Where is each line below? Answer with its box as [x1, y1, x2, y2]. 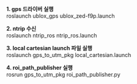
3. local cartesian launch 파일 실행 [6, 45, 93, 52]
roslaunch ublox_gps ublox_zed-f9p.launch [6, 12, 115, 20]
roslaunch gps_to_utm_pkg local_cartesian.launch [6, 52, 131, 58]
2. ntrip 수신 [6, 25, 37, 32]
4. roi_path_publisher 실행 [6, 64, 73, 71]
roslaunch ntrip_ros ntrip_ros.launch [6, 32, 97, 39]
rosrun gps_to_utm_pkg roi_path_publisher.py [6, 71, 120, 78]
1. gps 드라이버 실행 [6, 6, 54, 12]
